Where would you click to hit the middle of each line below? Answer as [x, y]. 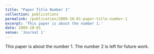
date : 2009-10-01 [23, 28]
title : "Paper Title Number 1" [38, 10]
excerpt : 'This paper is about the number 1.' [54, 23]
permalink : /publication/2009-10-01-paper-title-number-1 [66, 19]
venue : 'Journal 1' [25, 32]
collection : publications [32, 14]
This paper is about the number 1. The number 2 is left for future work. [77, 46]
